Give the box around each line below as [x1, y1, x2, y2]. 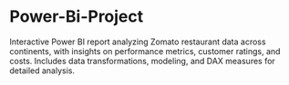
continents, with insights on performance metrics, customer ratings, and [9, 45, 281, 56]
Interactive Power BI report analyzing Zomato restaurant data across [9, 36, 266, 47]
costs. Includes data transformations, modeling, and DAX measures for [9, 55, 275, 66]
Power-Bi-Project [9, 6, 144, 27]
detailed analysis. [9, 65, 76, 76]
